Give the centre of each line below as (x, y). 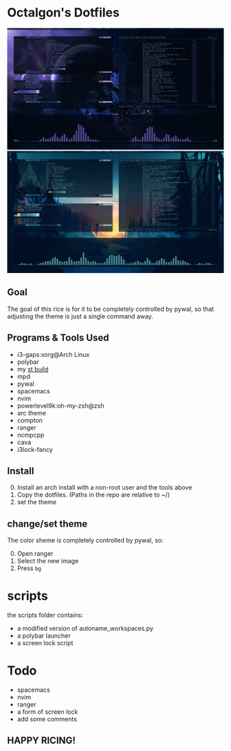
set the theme (37, 502)
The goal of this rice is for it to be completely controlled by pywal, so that (111, 309)
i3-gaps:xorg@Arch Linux (53, 354)
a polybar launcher (44, 636)
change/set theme (47, 524)
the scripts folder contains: (45, 615)
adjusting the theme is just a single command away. (80, 316)
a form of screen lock (47, 712)
